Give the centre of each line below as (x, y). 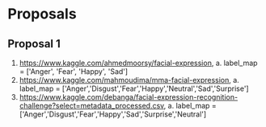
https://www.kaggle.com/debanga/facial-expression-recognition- (129, 97)
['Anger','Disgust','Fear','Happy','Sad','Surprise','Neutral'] (113, 114)
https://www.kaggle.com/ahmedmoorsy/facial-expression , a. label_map (138, 63)
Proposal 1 (34, 44)
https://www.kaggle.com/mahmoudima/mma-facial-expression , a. (129, 80)
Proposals (42, 14)
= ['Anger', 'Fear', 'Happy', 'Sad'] (74, 72)
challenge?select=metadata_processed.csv (92, 106)
